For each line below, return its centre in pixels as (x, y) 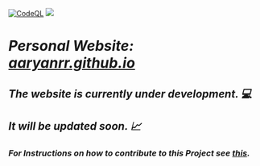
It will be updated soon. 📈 (75, 126)
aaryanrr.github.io (72, 63)
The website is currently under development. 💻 (130, 94)
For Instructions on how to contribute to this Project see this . (129, 153)
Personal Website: (71, 46)
